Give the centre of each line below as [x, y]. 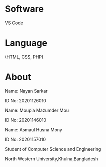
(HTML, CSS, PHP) [24, 57]
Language [26, 43]
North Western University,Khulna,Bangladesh [52, 159]
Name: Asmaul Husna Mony [34, 130]
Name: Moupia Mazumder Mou [37, 110]
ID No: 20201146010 [26, 120]
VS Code [14, 23]
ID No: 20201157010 [26, 139]
